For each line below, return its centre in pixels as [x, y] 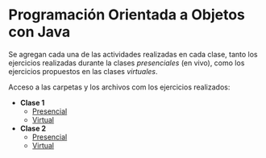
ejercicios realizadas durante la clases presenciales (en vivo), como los [127, 63]
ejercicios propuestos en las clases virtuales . [83, 71]
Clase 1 [32, 102]
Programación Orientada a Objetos [127, 15]
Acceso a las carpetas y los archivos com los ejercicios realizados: [119, 87]
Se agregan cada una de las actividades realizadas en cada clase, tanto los [133, 54]
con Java [39, 32]
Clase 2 [33, 128]
